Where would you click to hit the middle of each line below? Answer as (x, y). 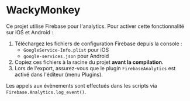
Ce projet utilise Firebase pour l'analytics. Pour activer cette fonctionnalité (95, 26)
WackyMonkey (43, 10)
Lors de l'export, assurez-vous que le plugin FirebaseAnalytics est (95, 68)
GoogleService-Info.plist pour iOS (66, 49)
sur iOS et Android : (30, 32)
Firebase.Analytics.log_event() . (46, 92)
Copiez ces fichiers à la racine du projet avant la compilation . (89, 62)
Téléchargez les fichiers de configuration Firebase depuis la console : (98, 44)
